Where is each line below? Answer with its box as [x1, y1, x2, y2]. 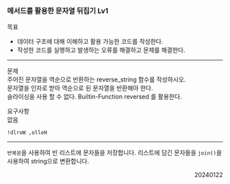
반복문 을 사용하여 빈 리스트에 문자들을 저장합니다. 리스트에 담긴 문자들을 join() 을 [7, 148, 222, 157]
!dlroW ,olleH [7, 129, 48, 136]
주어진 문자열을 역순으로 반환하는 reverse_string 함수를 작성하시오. [7, 75, 186, 83]
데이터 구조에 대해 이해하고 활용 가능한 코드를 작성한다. [16, 38, 164, 46]
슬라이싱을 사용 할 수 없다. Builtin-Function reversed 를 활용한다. [7, 92, 182, 101]
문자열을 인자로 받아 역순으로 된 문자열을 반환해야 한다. [7, 84, 153, 92]
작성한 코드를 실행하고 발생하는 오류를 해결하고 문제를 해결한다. [16, 46, 186, 54]
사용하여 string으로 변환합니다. [7, 157, 90, 166]
